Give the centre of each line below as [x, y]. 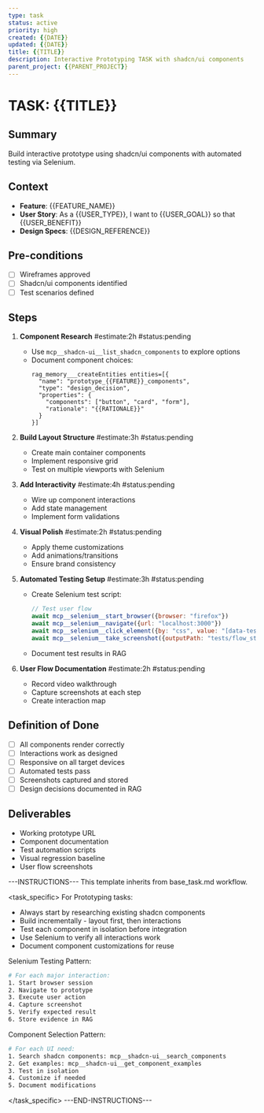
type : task [26, 15]
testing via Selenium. [42, 161]
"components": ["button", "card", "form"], [118, 403]
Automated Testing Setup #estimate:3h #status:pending [112, 579]
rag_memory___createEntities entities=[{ [100, 375]
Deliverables [40, 814]
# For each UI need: [42, 1048]
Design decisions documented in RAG [81, 788]
